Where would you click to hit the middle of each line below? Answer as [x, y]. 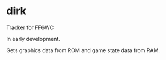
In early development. [33, 39]
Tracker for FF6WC [30, 27]
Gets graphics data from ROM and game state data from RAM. [83, 50]
